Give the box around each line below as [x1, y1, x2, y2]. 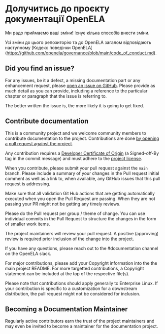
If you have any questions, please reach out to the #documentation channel [5, 245, 159, 251]
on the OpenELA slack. [5, 250, 52, 256]
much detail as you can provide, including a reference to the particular [5, 87, 148, 94]
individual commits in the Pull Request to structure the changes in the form [5, 215, 157, 221]
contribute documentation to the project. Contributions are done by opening [5, 135, 159, 141]
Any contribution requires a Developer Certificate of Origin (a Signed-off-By [5, 150, 159, 156]
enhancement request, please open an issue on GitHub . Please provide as [5, 83, 156, 88]
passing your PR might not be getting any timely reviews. [5, 201, 121, 207]
